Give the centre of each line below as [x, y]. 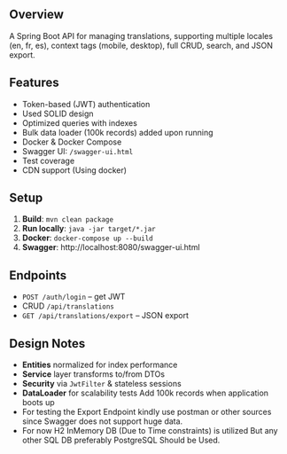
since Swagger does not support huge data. [102, 421]
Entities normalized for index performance [100, 365]
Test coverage [48, 160]
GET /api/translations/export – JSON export [105, 316]
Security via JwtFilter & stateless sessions [101, 384]
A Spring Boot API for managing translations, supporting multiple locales [141, 35]
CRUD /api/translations [68, 306]
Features [34, 83]
